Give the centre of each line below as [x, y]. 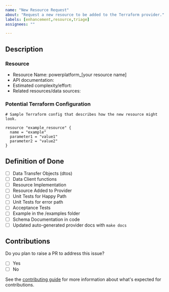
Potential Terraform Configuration [48, 104]
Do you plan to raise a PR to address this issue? [55, 253]
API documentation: [33, 80]
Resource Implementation [39, 185]
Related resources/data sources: [47, 91]
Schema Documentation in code [46, 219]
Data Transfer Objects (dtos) [42, 174]
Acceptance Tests [31, 208]
